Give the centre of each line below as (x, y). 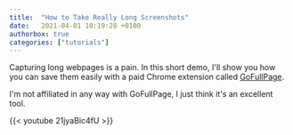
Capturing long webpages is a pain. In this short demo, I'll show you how (142, 67)
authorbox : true (39, 34)
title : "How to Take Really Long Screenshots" (99, 17)
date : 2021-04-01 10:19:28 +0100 (75, 26)
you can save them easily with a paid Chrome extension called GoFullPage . (147, 77)
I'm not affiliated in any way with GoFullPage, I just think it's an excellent (141, 94)
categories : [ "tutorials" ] (59, 42)
